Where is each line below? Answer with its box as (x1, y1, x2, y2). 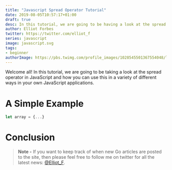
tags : (5, 45, 17, 51)
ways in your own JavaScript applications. (5, 80, 95, 86)
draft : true (5, 17, 31, 22)
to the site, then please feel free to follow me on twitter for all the (17, 154, 155, 160)
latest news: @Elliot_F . (17, 159, 66, 166)
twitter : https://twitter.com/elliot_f (5, 31, 91, 36)
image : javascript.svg (5, 41, 54, 46)
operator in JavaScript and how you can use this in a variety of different (5, 75, 157, 81)
